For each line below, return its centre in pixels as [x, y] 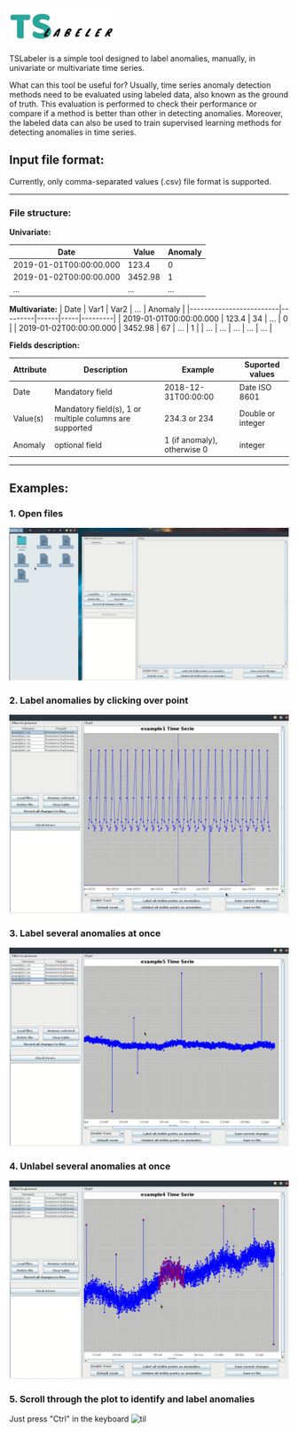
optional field [78, 445]
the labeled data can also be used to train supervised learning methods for [145, 123]
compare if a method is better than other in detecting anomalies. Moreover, [146, 113]
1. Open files [36, 513]
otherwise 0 [186, 450]
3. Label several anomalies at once [85, 933]
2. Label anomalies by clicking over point [99, 700]
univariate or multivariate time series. [77, 68]
